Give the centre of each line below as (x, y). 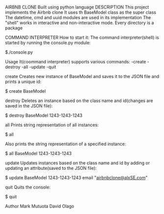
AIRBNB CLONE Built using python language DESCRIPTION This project (77, 7)
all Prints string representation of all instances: (52, 125)
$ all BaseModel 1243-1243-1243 (38, 153)
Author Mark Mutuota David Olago (40, 206)
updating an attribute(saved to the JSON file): (51, 168)
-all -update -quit (39, 67)
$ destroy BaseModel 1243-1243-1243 (44, 115)
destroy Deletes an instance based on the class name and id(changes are (79, 101)
